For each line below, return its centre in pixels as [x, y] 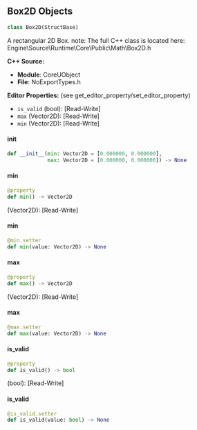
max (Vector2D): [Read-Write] [58, 116]
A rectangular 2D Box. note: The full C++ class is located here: [96, 40]
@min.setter [24, 240]
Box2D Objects [40, 11]
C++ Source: [26, 61]
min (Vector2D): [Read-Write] [58, 123]
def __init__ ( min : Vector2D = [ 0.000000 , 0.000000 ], [85, 154]
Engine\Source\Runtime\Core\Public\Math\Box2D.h [79, 48]
